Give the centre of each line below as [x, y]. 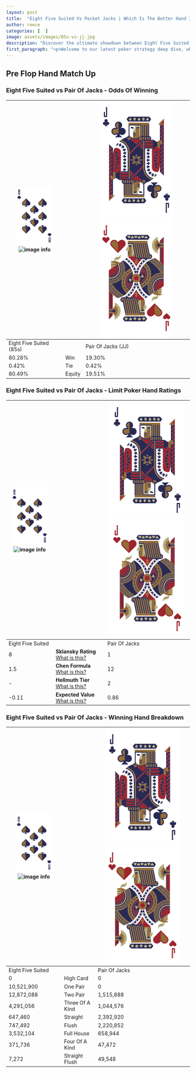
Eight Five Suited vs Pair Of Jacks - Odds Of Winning [82, 91]
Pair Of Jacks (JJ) [107, 346]
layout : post [22, 12]
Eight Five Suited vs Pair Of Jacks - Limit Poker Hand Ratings [94, 391]
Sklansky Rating [76, 651]
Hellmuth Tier [73, 680]
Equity [73, 374]
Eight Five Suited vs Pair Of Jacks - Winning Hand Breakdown [95, 717]
